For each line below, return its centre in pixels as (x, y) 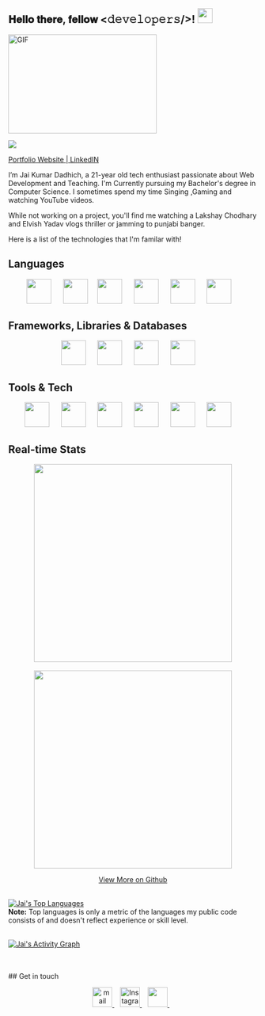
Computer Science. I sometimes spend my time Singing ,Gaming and (120, 192)
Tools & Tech (40, 388)
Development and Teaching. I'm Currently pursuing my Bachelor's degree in (132, 183)
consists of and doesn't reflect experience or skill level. (98, 920)
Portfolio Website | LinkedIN (54, 159)
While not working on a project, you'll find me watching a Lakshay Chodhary (132, 215)
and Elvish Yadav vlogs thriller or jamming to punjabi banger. (107, 223)
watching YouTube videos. (51, 200)
